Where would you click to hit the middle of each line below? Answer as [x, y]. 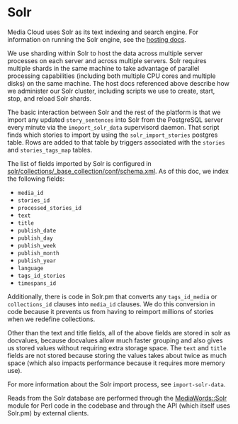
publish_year [37, 261]
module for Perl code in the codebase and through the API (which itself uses [119, 406]
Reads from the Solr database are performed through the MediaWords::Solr [117, 398]
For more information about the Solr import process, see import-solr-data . [117, 384]
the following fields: [36, 179]
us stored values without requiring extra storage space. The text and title [117, 347]
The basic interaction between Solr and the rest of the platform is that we [114, 112]
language [30, 268]
